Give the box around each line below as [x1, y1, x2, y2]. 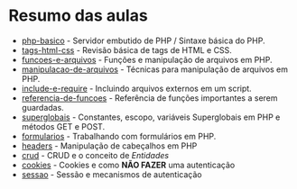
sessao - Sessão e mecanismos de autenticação [21, 168, 202, 180]
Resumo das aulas [8, 5, 148, 26]
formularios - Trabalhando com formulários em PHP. [21, 130, 217, 141]
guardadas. [21, 102, 64, 112]
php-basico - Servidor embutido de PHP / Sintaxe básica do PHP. [21, 35, 265, 46]
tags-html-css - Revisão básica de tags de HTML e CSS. [21, 44, 232, 55]
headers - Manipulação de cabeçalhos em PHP [21, 140, 198, 151]
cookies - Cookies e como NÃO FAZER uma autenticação [21, 159, 236, 170]
